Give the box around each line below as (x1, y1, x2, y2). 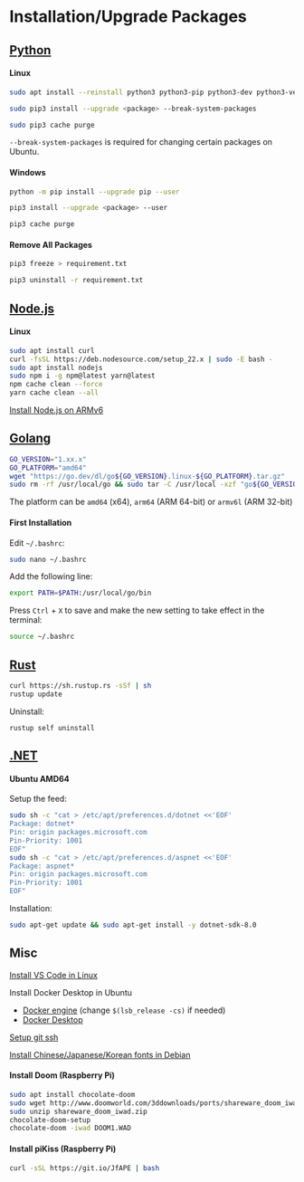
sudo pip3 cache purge (9, 120, 95, 129)
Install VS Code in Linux (9, 969, 98, 980)
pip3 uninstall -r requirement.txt (9, 276, 144, 285)
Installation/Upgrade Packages (9, 6, 247, 27)
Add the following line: (9, 571, 93, 582)
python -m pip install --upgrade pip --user (9, 187, 180, 196)
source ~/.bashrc (9, 632, 75, 642)
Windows (9, 167, 46, 177)
